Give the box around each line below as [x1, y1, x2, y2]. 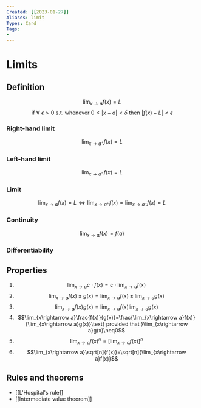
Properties [6, 265, 47, 275]
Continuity [6, 216, 38, 224]
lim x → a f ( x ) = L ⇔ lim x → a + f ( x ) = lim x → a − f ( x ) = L [38, 199, 166, 208]
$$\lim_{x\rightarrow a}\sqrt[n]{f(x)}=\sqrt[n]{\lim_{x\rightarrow [27, 348, 186, 356]
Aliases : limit [6, 15, 45, 21]
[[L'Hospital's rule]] [15, 389, 64, 396]
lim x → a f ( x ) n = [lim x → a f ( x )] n [69, 336, 143, 346]
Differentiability [6, 246, 53, 255]
